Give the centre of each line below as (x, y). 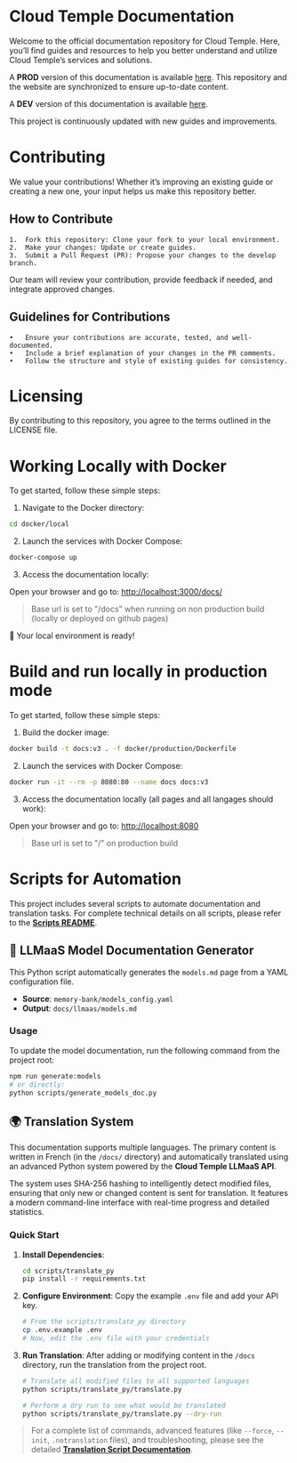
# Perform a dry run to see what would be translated (124, 1405)
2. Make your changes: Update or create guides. (103, 247)
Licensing (46, 396)
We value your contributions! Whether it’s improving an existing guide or (141, 182)
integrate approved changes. (62, 289)
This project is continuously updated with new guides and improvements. (143, 121)
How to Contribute (61, 219)
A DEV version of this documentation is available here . (109, 103)
